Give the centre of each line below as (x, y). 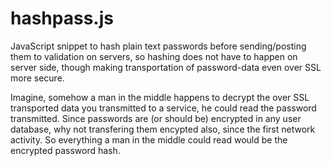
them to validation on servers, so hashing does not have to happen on (154, 56)
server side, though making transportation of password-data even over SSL (166, 67)
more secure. (37, 78)
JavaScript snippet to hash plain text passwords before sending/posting (158, 46)
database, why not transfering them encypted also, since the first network (163, 129)
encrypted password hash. (65, 150)
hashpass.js (62, 18)
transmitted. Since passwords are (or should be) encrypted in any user (156, 118)
